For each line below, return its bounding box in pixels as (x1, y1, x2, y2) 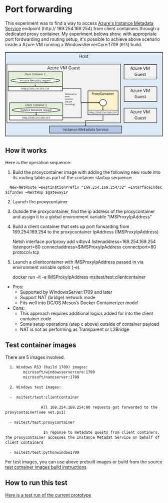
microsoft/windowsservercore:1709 (23, 369, 95, 374)
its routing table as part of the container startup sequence (12, 174, 132, 180)
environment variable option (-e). (12, 264, 81, 270)
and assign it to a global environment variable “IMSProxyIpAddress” (12, 213, 152, 219)
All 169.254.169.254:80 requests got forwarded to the (40, 405, 157, 410)
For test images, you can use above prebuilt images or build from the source (5, 458, 162, 465)
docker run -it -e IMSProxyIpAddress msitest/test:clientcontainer (12, 274, 146, 280)
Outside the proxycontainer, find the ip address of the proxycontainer (12, 208, 155, 214)
